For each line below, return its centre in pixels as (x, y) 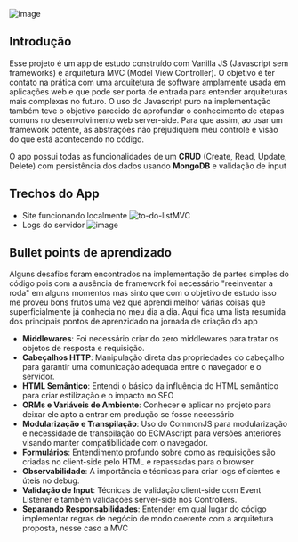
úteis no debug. (51, 480)
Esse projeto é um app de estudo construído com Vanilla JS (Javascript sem (149, 63)
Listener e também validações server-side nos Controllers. (129, 500)
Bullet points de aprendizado (90, 253)
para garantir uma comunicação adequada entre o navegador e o (141, 367)
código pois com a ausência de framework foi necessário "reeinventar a (141, 283)
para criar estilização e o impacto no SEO (98, 396)
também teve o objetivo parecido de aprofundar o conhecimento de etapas (147, 111)
